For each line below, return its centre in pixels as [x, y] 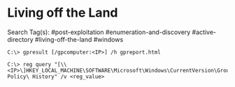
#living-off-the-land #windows [79, 39]
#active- [204, 32]
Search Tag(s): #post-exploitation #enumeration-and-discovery [99, 32]
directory [20, 39]
